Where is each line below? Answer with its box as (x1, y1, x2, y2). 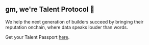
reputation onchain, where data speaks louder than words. (5, 24, 129, 30)
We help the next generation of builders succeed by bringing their (5, 18, 144, 25)
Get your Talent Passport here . (5, 34, 70, 40)
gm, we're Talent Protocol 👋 (5, 5, 95, 14)
